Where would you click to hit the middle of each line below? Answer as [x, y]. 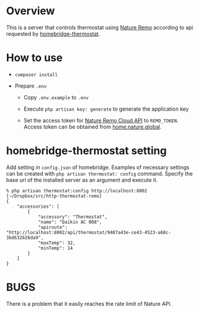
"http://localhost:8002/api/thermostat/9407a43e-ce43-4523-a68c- [89, 232]
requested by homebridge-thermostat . [53, 33]
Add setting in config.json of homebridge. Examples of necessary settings [98, 167]
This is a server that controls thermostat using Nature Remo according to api [100, 27]
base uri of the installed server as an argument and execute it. [82, 180]
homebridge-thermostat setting [86, 151]
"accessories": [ [38, 206]
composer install [36, 75]
